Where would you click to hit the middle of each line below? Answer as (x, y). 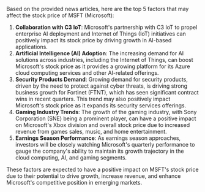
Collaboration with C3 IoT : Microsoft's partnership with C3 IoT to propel (106, 27)
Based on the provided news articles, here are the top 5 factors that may (98, 9)
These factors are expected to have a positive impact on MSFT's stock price (102, 169)
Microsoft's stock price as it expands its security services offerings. (101, 106)
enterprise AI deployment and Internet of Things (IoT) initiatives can (101, 34)
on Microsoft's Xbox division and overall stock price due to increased (102, 125)
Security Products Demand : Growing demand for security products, (102, 79)
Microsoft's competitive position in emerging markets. (74, 182)
